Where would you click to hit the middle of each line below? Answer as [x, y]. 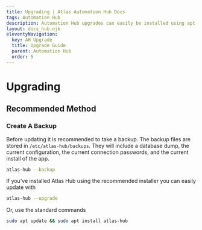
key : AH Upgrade [32, 40]
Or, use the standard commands [46, 210]
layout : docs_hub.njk [33, 29]
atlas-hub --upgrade [32, 199]
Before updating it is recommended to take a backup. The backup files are [99, 139]
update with [21, 187]
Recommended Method [51, 109]
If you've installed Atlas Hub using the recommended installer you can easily [101, 181]
